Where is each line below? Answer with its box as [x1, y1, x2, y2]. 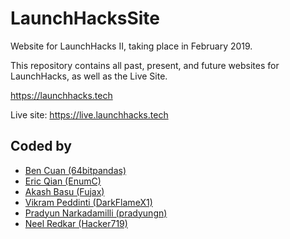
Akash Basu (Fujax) [24, 185, 105, 197]
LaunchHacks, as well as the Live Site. [10, 70, 168, 82]
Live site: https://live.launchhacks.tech [10, 108, 169, 121]
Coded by [10, 138, 72, 155]
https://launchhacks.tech [10, 89, 113, 101]
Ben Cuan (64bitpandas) [24, 164, 127, 176]
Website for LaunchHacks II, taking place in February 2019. [10, 40, 253, 52]
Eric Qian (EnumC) [24, 175, 102, 187]
